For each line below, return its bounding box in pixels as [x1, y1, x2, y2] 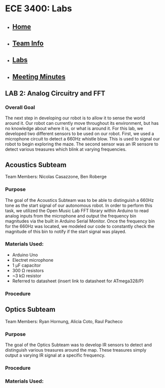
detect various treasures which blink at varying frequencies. [5, 146, 127, 152]
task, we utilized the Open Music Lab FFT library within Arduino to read [5, 207, 149, 214]
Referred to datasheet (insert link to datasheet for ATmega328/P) [12, 278, 144, 284]
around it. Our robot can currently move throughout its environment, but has [5, 120, 159, 126]
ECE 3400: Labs [5, 3, 72, 14]
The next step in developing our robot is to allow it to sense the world [5, 115, 145, 121]
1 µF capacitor [12, 262, 41, 268]
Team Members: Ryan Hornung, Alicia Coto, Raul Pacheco [5, 318, 123, 324]
